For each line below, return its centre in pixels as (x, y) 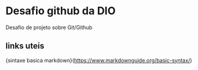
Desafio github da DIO (61, 11)
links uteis (25, 46)
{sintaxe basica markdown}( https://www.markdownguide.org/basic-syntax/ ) (99, 60)
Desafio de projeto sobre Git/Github (49, 27)
